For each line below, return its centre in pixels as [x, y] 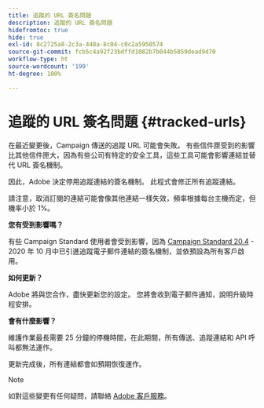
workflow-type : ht [38, 60]
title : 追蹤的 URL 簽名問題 [50, 15]
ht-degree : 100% [35, 74]
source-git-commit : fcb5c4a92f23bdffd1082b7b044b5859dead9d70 [112, 52]
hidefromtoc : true [38, 30]
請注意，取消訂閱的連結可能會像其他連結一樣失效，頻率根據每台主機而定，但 [132, 198]
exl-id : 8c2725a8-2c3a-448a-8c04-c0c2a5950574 [86, 45]
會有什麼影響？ [32, 321]
